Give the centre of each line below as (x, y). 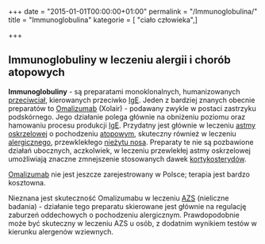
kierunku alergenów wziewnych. (61, 231)
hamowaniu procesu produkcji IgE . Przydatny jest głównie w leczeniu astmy (132, 125)
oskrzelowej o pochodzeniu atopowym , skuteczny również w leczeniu (122, 133)
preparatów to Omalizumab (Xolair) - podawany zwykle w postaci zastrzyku (132, 108)
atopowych (36, 72)
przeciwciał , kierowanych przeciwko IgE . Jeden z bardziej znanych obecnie (132, 100)
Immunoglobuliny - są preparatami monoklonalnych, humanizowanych (124, 91)
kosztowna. (27, 182)
